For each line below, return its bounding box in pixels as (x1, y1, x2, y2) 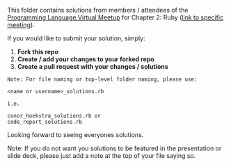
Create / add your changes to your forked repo (17, 55, 154, 63)
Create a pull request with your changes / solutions (17, 63, 168, 70)
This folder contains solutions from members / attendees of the (7, 6, 189, 14)
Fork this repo (17, 48, 59, 56)
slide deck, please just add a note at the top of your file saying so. (7, 152, 196, 159)
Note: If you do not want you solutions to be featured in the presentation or (7, 144, 222, 152)
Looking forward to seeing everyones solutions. (7, 131, 144, 138)
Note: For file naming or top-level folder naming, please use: (7, 76, 198, 83)
